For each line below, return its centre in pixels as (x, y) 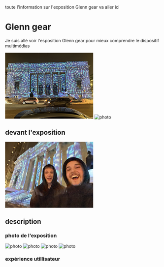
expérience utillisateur (33, 259)
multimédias (17, 46)
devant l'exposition (35, 133)
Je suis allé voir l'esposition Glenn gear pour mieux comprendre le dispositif (82, 40)
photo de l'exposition (31, 236)
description (23, 222)
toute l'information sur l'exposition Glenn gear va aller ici (62, 7)
